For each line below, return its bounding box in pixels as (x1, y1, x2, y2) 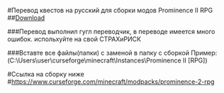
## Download (7, 13, 45, 22)
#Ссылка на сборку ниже (7, 70, 85, 78)
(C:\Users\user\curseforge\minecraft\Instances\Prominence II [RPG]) (7, 56, 208, 65)
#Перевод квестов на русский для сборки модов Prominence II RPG (7, 6, 213, 14)
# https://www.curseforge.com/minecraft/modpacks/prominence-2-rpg (7, 77, 215, 86)
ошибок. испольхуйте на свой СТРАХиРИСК (7, 35, 142, 43)
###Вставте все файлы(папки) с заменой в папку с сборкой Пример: (7, 49, 218, 57)
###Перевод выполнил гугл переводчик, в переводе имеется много (7, 28, 215, 35)
